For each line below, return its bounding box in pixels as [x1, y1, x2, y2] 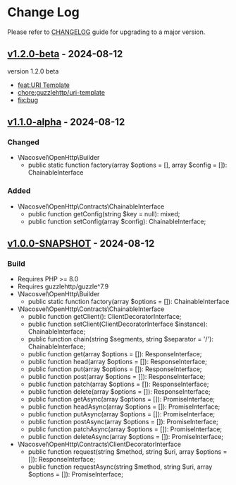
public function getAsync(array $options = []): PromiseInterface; [27, 395, 216, 404]
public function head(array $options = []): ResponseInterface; [27, 358, 208, 366]
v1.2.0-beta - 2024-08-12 [7, 48, 123, 60]
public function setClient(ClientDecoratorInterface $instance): [27, 320, 208, 329]
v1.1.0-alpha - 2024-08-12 [7, 116, 125, 128]
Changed [7, 137, 40, 147]
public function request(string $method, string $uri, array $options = [27, 448, 228, 456]
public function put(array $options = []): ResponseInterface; [27, 365, 202, 373]
